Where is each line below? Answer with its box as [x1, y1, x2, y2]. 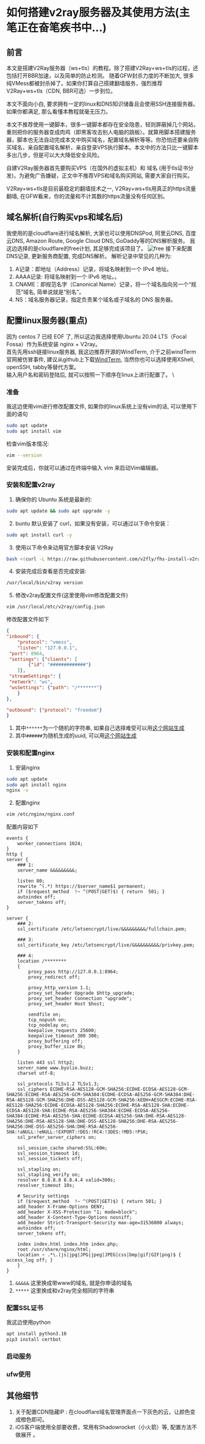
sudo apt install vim [6, 428, 62, 434]
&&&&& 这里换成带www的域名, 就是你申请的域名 [15, 1279, 132, 1287]
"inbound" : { [6, 634, 40, 640]
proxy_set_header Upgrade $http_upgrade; [28, 990, 135, 997]
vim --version [6, 452, 43, 458]
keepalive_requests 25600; [28, 1028, 97, 1034]
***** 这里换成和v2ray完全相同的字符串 [15, 1287, 115, 1294]
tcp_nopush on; [28, 1017, 67, 1023]
